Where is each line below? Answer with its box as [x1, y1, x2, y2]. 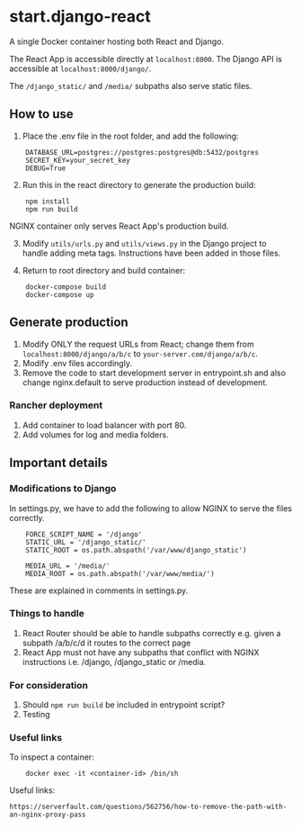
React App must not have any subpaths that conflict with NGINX [22, 646, 260, 658]
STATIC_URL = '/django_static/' [25, 537, 146, 546]
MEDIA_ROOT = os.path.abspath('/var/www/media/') [25, 569, 216, 578]
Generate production [9, 315, 128, 330]
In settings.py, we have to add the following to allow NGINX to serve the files [9, 502, 292, 514]
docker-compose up [25, 290, 94, 299]
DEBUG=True [25, 164, 66, 173]
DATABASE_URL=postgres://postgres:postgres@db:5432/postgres [25, 148, 259, 157]
